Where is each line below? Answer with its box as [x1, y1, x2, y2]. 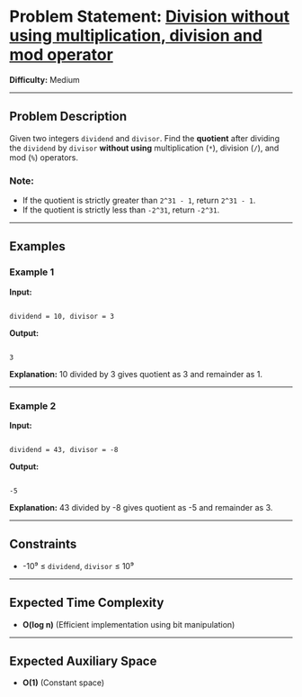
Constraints [9, 537, 77, 552]
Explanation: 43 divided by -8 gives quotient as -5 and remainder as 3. [9, 502, 273, 513]
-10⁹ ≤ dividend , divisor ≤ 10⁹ [22, 560, 135, 571]
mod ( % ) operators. [9, 151, 79, 163]
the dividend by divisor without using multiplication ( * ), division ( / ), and [9, 142, 280, 153]
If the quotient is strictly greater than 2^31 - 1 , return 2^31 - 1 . [22, 195, 256, 206]
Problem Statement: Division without [9, 6, 290, 27]
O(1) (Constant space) [22, 677, 105, 688]
